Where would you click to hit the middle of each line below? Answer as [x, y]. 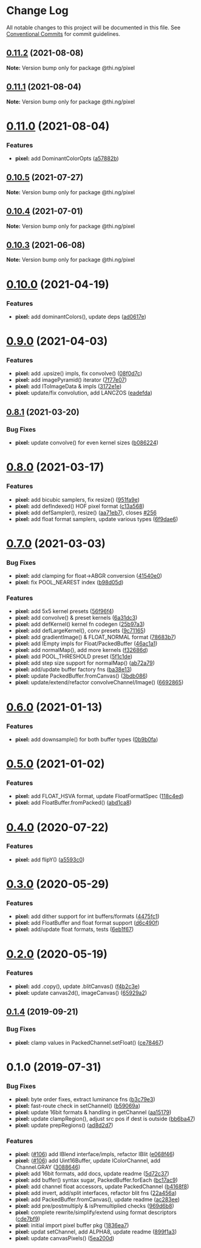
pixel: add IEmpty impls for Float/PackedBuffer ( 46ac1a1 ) [86, 643]
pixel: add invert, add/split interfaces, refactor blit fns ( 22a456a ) [96, 1193]
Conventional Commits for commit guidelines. [63, 33]
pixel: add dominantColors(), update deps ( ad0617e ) [81, 317]
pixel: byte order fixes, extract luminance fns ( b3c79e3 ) [85, 1099]
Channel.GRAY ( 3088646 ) [48, 1167]
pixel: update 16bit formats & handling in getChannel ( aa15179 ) [93, 1112]
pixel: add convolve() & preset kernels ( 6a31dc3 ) [76, 618]
